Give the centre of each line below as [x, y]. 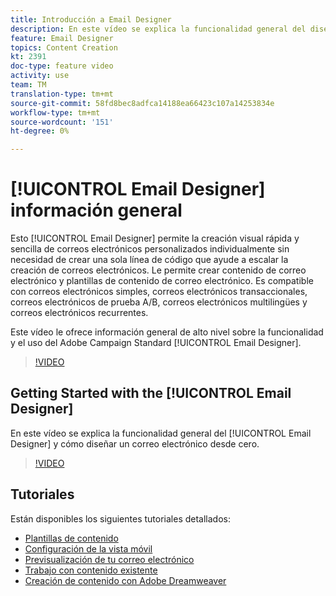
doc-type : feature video [62, 66]
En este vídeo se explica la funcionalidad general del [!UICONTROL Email [161, 433]
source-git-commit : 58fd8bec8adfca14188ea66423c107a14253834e [142, 103]
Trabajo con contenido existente [91, 570]
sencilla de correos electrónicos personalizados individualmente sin [150, 249]
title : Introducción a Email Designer [91, 19]
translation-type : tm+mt [62, 94]
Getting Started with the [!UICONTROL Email [151, 393]
